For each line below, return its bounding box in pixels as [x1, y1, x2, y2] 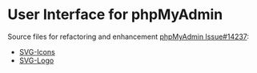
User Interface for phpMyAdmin [7, 6, 223, 24]
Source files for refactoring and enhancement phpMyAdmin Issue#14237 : [7, 32, 250, 41]
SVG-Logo [18, 56, 54, 65]
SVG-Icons [18, 47, 55, 56]
